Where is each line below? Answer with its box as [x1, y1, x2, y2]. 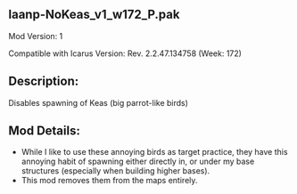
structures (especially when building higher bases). [21, 166, 210, 176]
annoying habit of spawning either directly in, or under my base [21, 156, 255, 167]
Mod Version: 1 [8, 30, 63, 41]
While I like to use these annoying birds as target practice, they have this [21, 147, 288, 158]
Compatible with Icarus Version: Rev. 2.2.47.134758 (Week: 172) [8, 48, 243, 59]
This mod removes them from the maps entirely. [21, 175, 198, 186]
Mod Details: [8, 124, 81, 139]
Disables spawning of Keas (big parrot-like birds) [8, 97, 189, 108]
